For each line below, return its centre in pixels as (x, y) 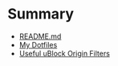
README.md (40, 36)
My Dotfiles (38, 44)
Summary (41, 14)
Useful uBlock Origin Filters (64, 53)
